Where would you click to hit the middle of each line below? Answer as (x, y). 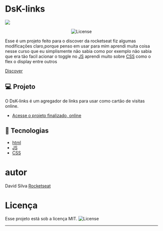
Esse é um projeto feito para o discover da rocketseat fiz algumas (71, 41)
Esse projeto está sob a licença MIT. (41, 219)
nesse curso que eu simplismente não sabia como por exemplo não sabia (78, 51)
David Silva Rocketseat (28, 186)
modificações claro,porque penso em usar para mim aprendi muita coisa (78, 46)
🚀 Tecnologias (27, 131)
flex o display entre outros (31, 61)
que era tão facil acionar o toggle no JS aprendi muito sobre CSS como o (78, 56)
